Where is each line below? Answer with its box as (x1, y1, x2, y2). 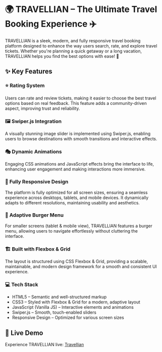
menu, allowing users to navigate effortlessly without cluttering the (5, 228, 138, 234)
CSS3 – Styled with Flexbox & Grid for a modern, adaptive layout (12, 299, 140, 305)
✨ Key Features (5, 67, 52, 76)
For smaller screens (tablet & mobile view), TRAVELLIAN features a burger (5, 223, 152, 229)
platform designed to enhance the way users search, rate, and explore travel (5, 43, 157, 49)
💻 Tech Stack (5, 281, 39, 288)
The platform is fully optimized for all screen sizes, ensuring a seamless (5, 189, 148, 195)
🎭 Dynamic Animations (5, 148, 62, 155)
